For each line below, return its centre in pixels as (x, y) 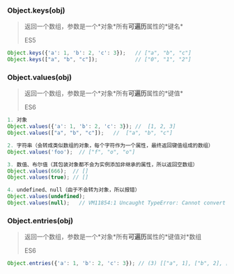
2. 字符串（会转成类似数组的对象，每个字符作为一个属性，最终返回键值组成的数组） (110, 145)
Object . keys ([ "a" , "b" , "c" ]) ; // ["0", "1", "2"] (99, 60)
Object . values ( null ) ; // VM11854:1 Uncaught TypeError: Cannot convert (117, 203)
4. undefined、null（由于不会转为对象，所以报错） (74, 190)
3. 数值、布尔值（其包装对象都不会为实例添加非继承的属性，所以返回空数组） (103, 164)
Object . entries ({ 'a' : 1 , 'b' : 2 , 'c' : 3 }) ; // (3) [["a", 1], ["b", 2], (115, 264)
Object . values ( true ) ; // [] (48, 177)
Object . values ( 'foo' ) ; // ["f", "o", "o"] (71, 152)
